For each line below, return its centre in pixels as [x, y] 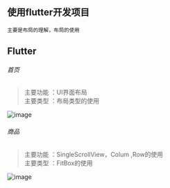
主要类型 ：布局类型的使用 [61, 101]
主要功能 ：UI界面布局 [56, 93]
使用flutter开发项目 [49, 12]
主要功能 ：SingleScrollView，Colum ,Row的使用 [94, 154]
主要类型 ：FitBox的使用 [58, 163]
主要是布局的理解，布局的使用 [43, 30]
